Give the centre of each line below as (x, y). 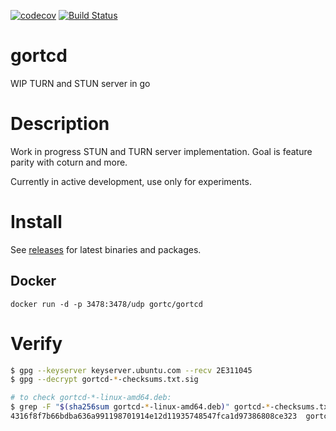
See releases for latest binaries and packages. (106, 249)
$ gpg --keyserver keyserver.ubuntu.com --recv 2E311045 (131, 370)
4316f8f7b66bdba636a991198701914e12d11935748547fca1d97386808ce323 (154, 416)
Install (36, 222)
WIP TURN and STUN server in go (80, 83)
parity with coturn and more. (69, 162)
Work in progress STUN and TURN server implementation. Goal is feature (161, 151)
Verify (36, 343)
